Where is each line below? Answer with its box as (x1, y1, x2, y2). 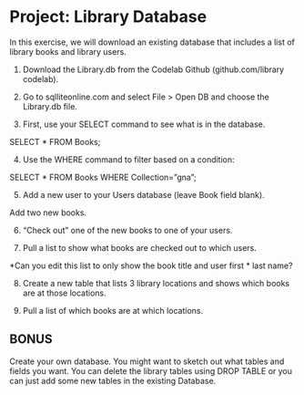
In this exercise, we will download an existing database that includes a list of (9, 36, 296, 47)
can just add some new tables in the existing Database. (9, 375, 217, 386)
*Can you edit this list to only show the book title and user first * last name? (9, 260, 293, 271)
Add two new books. (9, 207, 87, 218)
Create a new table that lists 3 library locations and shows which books (22, 277, 290, 288)
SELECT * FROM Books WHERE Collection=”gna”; (9, 172, 198, 182)
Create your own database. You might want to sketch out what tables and (9, 356, 285, 367)
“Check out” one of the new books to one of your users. (22, 224, 233, 235)
